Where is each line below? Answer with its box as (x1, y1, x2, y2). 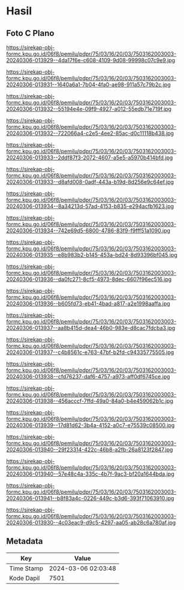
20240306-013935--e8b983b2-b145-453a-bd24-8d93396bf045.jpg (6, 252, 178, 258)
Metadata (6, 536, 43, 546)
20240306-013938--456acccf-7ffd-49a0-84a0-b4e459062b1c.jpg (6, 397, 174, 404)
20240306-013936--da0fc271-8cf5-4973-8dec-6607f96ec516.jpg (6, 276, 172, 283)
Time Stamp (9, 564, 44, 573)
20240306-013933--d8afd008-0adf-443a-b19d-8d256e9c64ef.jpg (6, 178, 174, 185)
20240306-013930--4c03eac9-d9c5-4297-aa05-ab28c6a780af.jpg (6, 519, 176, 526)
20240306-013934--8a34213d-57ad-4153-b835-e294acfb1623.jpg (6, 202, 174, 210)
